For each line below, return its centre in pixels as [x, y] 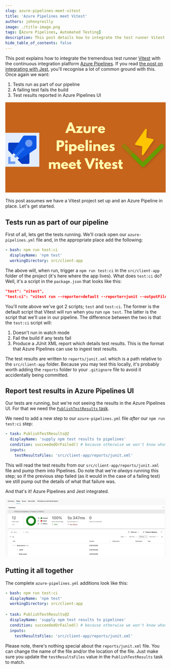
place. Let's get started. [30, 206]
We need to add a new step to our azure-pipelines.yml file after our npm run [85, 419]
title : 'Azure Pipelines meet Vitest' [46, 16]
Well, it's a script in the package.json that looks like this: [64, 281]
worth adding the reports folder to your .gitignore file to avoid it [73, 369]
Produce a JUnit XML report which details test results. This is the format [88, 343]
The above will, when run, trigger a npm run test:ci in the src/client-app [83, 270]
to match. [15, 662]
